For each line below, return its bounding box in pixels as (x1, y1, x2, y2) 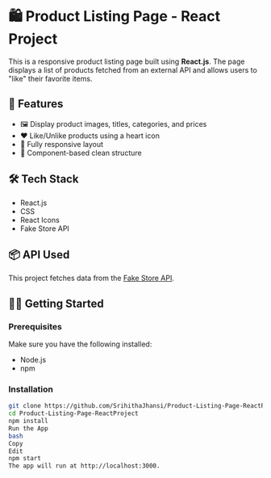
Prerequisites (8, 321, 62, 332)
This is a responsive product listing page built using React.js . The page (8, 57, 245, 66)
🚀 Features (8, 97, 64, 111)
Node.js (19, 355, 47, 365)
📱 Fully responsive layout (19, 139, 103, 149)
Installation (8, 384, 54, 395)
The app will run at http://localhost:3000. (8, 462, 161, 470)
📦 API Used (8, 248, 70, 262)
